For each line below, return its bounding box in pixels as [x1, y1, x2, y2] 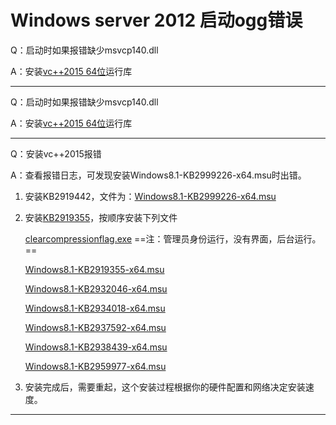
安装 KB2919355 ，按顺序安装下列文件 [24, 211, 178, 223]
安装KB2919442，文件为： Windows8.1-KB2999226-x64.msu [24, 190, 277, 202]
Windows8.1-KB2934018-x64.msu [24, 302, 166, 314]
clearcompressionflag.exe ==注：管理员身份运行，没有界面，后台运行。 [24, 232, 322, 245]
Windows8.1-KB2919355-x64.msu [24, 263, 165, 275]
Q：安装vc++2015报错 [10, 147, 102, 160]
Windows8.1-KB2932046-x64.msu [24, 282, 168, 295]
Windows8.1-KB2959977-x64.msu [24, 360, 167, 372]
